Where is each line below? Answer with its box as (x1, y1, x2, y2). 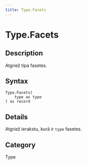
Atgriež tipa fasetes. (5, 62, 47, 68)
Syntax (5, 77, 28, 86)
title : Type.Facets (5, 7, 47, 13)
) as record (5, 99, 30, 104)
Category (5, 140, 36, 149)
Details (5, 113, 28, 121)
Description (5, 49, 43, 58)
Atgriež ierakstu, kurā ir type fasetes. (5, 126, 82, 132)
